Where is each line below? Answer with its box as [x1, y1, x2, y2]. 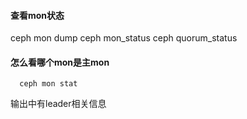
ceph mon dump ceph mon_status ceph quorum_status [10, 32, 238, 44]
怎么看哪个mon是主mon [10, 56, 110, 68]
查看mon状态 [10, 9, 65, 21]
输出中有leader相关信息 [10, 98, 107, 110]
